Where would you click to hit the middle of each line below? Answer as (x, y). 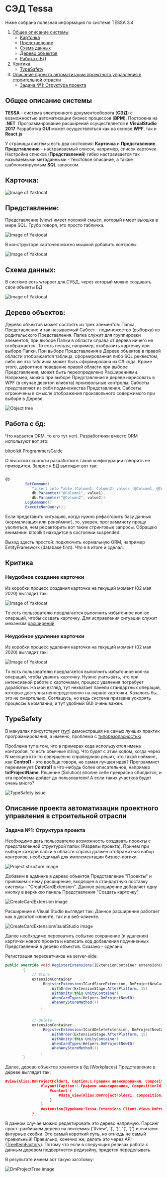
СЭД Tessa (29, 9)
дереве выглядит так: (28, 1072)
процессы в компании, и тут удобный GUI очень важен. (64, 703)
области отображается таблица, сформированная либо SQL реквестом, (82, 356)
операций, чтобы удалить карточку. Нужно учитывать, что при (72, 677)
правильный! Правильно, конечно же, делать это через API (68, 1139)
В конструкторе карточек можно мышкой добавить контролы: (72, 245)
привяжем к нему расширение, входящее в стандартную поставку (77, 882)
